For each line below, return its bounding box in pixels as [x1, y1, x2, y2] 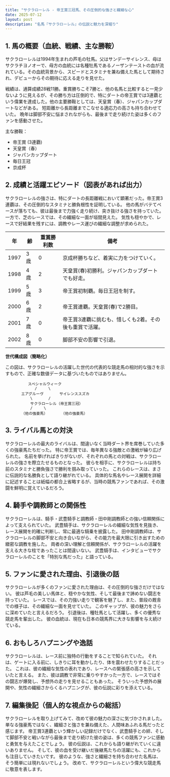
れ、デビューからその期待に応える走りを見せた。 [5, 75, 107, 81]
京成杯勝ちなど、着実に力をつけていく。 [62, 254, 159, 261]
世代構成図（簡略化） [5, 353, 50, 359]
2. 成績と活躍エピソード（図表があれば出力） [5, 181, 146, 189]
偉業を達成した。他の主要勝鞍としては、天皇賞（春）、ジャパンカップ [14, 98, 158, 104]
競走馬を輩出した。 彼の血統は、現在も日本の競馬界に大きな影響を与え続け [5, 616, 162, 622]
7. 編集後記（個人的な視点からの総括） [5, 701, 125, 710]
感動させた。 [18, 118, 46, 124]
